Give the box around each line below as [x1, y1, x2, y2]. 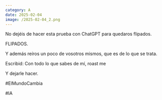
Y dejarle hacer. [5, 70, 39, 77]
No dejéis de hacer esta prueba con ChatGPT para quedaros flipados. [5, 31, 152, 37]
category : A [5, 7, 31, 13]
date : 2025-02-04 [5, 12, 42, 17]
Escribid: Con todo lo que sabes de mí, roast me [5, 61, 106, 67]
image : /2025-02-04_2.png [5, 17, 60, 22]
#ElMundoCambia [5, 80, 43, 87]
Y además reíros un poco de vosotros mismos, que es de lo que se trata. [5, 51, 157, 57]
